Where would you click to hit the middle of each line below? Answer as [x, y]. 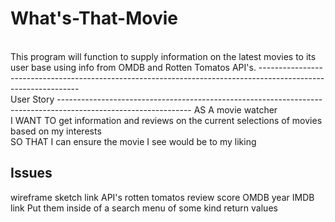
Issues [31, 173]
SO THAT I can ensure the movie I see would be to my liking [133, 141]
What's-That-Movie [94, 18]
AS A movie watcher [235, 109]
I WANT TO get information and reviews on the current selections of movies [166, 120]
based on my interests [56, 131]
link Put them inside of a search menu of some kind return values [144, 208]
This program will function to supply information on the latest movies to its [163, 56]
